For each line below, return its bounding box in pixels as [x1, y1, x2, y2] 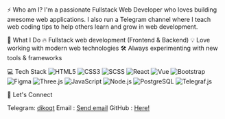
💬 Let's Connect [7, 91, 53, 98]
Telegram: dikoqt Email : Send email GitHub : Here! [7, 104, 150, 111]
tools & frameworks [7, 54, 62, 62]
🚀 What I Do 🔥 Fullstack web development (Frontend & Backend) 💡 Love [7, 36, 211, 44]
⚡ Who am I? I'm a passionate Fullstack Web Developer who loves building [7, 5, 217, 14]
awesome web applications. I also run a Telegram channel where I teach [7, 16, 211, 23]
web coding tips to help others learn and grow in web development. [7, 23, 198, 31]
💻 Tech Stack [7, 68, 47, 75]
